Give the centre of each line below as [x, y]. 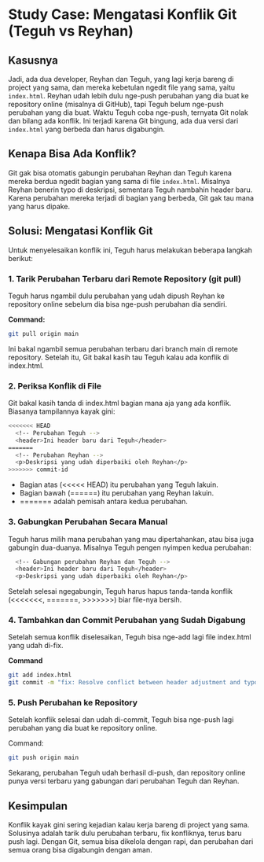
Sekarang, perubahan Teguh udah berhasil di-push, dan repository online [127, 773]
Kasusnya [33, 60]
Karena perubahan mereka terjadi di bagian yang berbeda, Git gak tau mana [131, 197]
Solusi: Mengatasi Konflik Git [81, 231]
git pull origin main [44, 333]
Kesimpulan [38, 806]
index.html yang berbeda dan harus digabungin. [86, 129]
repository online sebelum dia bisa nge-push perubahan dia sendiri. [118, 304]
